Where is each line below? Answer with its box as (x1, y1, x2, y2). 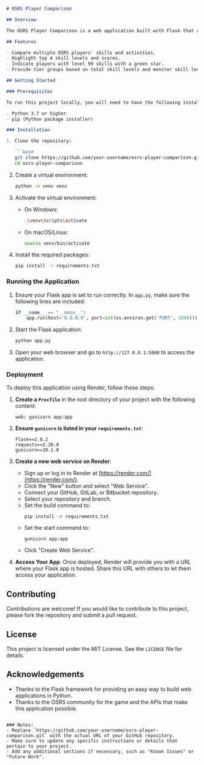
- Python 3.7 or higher (6, 110, 67, 117)
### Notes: (6, 722, 34, 728)
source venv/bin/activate (24, 240, 90, 246)
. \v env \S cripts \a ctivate (24, 218, 87, 224)
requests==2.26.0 (15, 442, 59, 448)
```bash (14, 149, 34, 155)
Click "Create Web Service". (24, 547, 95, 554)
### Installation (6, 127, 50, 133)
